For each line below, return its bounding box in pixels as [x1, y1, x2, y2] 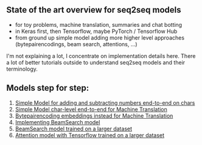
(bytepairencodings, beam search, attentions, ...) [15, 40, 138, 48]
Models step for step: [6, 83, 89, 93]
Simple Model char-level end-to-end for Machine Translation [15, 105, 167, 113]
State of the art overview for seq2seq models [6, 5, 181, 15]
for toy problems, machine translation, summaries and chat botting [15, 21, 183, 28]
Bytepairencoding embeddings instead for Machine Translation [15, 112, 173, 119]
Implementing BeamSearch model [15, 118, 100, 126]
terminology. [6, 65, 38, 72]
